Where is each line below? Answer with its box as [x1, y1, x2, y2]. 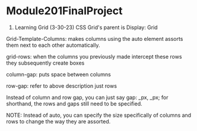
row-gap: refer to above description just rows [6, 82, 117, 90]
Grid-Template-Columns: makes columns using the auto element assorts [6, 35, 183, 42]
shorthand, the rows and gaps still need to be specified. [6, 100, 142, 107]
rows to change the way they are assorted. [6, 117, 111, 125]
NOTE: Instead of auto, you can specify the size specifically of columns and [6, 111, 192, 119]
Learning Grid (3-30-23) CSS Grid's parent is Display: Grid [14, 24, 158, 31]
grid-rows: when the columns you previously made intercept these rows [6, 53, 182, 60]
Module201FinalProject [6, 4, 123, 18]
